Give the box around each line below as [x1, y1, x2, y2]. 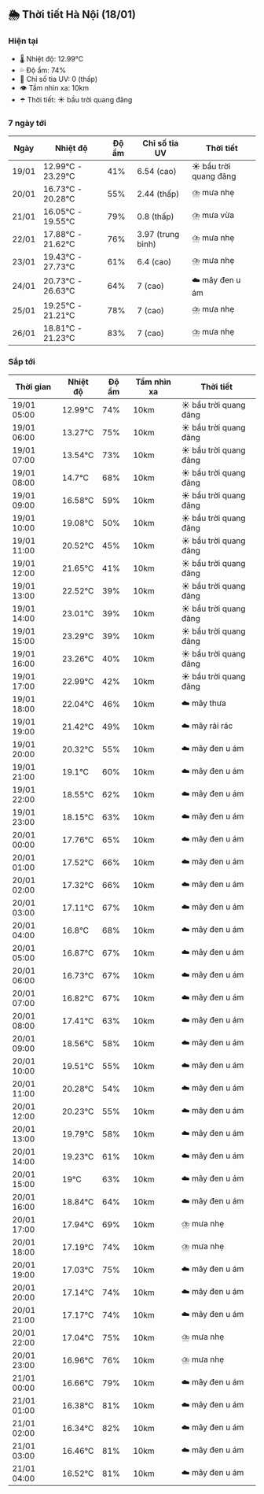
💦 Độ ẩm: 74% [19, 65, 67, 75]
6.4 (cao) [137, 256, 171, 267]
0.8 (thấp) [137, 211, 174, 222]
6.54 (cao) [137, 165, 177, 176]
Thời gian [15, 382, 52, 393]
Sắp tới [8, 356, 35, 367]
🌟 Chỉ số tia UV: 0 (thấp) [19, 74, 98, 83]
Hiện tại [8, 35, 38, 46]
